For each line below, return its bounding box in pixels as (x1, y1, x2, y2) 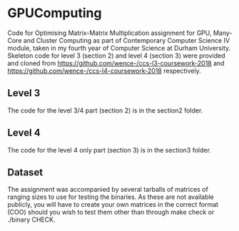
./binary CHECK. (7, 215, 56, 224)
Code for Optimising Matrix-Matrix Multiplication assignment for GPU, (7, 29, 212, 37)
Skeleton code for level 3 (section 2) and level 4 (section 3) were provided (7, 51, 226, 60)
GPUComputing (7, 5, 102, 21)
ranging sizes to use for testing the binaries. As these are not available (7, 192, 214, 201)
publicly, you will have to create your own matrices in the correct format (7, 200, 219, 209)
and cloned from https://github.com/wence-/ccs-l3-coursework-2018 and (7, 58, 225, 67)
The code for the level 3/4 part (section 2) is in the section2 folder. (7, 106, 203, 115)
